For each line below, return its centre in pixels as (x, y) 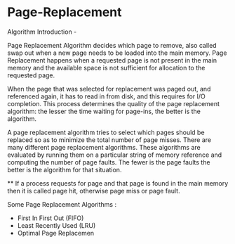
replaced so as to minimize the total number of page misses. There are (109, 140)
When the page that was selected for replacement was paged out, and (109, 89)
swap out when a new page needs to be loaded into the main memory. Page (117, 53)
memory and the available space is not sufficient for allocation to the (106, 68)
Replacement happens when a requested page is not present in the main (112, 60)
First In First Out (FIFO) (51, 218)
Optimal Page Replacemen (56, 233)
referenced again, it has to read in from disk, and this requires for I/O (106, 96)
